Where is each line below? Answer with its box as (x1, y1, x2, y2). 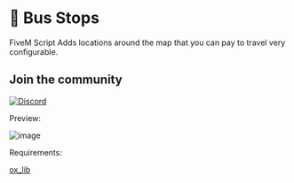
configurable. (9, 46, 59, 57)
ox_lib (9, 164, 31, 175)
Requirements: (9, 147, 62, 157)
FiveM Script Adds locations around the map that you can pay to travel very (9, 37, 286, 48)
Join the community (9, 72, 123, 88)
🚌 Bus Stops (9, 8, 100, 28)
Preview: (9, 112, 42, 123)
